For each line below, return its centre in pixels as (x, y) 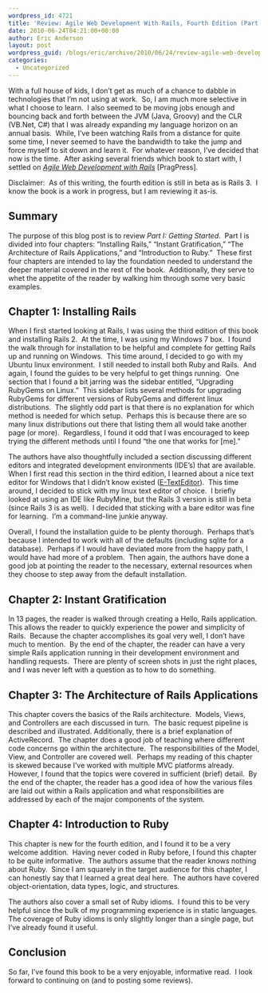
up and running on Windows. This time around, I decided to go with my (126, 356)
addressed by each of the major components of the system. (106, 799)
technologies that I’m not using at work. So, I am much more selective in (128, 99)
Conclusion (37, 953)
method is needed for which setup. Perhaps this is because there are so (128, 416)
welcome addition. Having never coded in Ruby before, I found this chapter (132, 852)
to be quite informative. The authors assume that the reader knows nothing (132, 860)
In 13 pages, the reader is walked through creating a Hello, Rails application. (133, 619)
